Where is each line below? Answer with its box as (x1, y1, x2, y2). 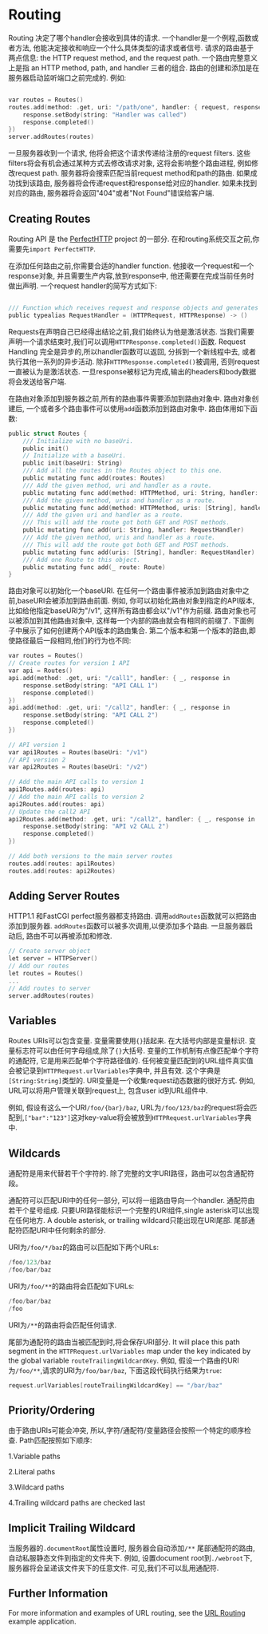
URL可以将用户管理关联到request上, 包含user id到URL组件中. (8, 1086, 208, 1095)
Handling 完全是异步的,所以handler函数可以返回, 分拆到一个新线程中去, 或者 (8, 346, 257, 356)
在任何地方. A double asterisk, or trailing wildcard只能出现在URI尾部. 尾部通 (8, 1216, 255, 1225)
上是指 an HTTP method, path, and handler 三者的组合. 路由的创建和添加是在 (8, 62, 260, 73)
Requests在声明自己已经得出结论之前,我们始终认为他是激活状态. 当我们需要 (8, 326, 255, 336)
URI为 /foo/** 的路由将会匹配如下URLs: (8, 1281, 135, 1291)
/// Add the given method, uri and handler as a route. (22, 481, 213, 489)
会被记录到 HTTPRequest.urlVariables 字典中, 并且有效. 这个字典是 (8, 1066, 221, 1075)
